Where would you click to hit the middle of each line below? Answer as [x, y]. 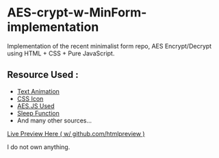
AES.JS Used [36, 106]
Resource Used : [43, 75]
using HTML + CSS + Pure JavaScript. [61, 53]
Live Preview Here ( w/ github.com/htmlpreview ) [76, 133]
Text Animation [38, 91]
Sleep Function [38, 113]
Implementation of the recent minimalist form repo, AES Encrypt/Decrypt [109, 46]
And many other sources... [54, 120]
